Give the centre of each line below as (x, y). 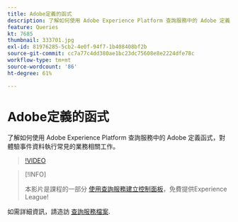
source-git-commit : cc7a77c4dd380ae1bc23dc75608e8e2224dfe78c (101, 54)
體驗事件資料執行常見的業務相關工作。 (63, 147)
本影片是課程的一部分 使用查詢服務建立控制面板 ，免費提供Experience (126, 189)
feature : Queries (33, 27)
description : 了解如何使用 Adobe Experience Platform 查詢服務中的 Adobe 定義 (119, 21)
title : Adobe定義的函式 (40, 14)
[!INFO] (35, 174)
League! (36, 197)
